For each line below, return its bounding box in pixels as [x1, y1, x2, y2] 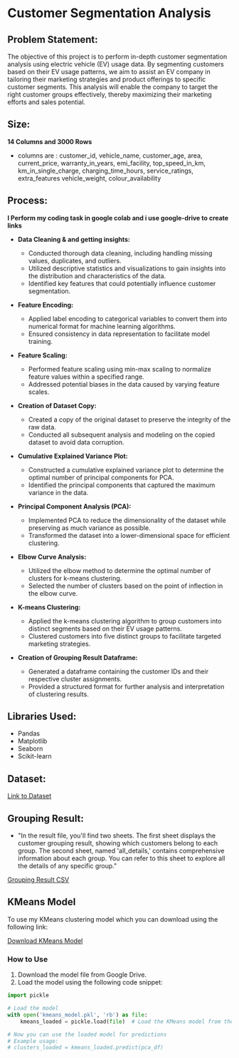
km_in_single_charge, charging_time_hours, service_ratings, [17, 166, 194, 175]
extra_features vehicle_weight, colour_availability [17, 173, 161, 183]
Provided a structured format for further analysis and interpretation [28, 682, 225, 691]
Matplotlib [17, 737, 48, 746]
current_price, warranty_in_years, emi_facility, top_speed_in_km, [17, 158, 206, 167]
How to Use [7, 954, 48, 964]
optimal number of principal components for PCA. [28, 473, 174, 482]
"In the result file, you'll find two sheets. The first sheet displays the [17, 831, 216, 840]
